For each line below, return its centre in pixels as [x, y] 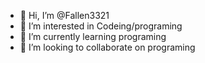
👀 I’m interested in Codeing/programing [101, 26]
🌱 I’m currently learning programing [93, 36]
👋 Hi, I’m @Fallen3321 [64, 15]
